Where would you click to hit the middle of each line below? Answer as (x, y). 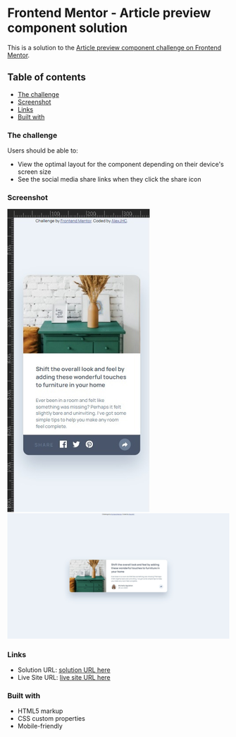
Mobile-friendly (40, 726)
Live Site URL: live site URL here (64, 678)
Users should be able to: (43, 151)
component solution (68, 28)
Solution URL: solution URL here (64, 670)
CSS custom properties (51, 719)
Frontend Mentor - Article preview (109, 13)
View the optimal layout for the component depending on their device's (120, 165)
